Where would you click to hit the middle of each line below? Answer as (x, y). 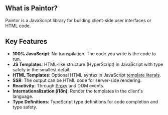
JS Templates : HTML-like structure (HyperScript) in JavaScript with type (88, 64)
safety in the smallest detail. (41, 69)
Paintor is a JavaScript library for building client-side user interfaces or (78, 20)
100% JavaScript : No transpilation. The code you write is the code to (84, 53)
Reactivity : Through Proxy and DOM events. (58, 85)
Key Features (26, 41)
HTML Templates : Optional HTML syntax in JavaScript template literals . (87, 75)
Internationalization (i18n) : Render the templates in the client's (77, 91)
